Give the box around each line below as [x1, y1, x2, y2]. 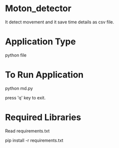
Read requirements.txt [5, 128, 50, 134]
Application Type [5, 36, 76, 47]
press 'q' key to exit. [5, 94, 46, 100]
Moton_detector [5, 3, 72, 14]
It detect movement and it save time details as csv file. [5, 19, 115, 25]
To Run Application [5, 69, 84, 80]
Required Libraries [5, 112, 81, 123]
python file [5, 52, 27, 58]
